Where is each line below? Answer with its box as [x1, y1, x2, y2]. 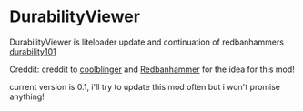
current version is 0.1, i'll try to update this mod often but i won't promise [9, 81, 280, 92]
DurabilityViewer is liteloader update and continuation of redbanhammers [9, 36, 285, 47]
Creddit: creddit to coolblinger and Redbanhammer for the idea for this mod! [9, 64, 295, 75]
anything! [9, 91, 45, 102]
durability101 [9, 45, 56, 56]
